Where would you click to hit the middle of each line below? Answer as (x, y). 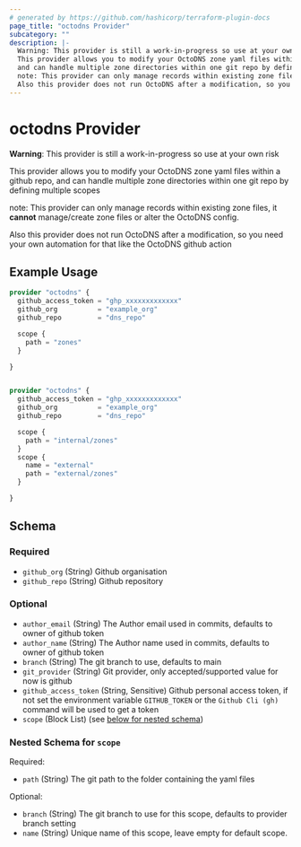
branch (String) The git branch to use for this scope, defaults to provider (155, 814)
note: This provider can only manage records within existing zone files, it (143, 207)
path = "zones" (54, 342)
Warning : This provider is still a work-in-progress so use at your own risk (144, 153)
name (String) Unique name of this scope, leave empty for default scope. (155, 833)
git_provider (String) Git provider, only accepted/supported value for (150, 671)
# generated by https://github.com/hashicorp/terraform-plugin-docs (140, 17)
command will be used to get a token (90, 709)
